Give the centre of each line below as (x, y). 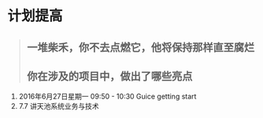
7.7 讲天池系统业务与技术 (59, 106)
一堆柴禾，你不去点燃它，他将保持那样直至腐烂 (141, 47)
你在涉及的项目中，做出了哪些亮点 (109, 76)
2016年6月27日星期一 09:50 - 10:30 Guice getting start (107, 97)
